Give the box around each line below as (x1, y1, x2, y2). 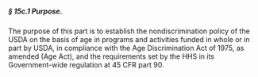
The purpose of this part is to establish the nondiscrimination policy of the (8, 26, 250, 36)
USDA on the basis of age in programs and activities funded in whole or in (8, 34, 250, 44)
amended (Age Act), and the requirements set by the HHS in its (8, 52, 214, 61)
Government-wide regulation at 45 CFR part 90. (8, 60, 164, 69)
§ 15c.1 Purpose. (8, 6, 63, 16)
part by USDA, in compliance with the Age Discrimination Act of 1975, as (8, 43, 245, 52)
